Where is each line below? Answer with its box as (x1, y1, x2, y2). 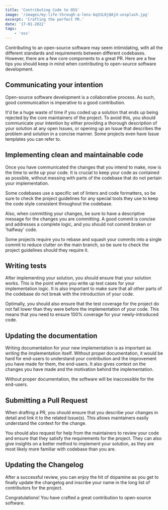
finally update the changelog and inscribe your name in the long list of (5, 479, 150, 485)
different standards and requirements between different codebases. (5, 50, 146, 56)
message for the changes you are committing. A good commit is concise (5, 215, 156, 222)
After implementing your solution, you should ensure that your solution (5, 275, 151, 281)
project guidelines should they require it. (5, 247, 89, 253)
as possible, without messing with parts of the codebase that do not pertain (5, 175, 162, 181)
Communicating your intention (5, 81, 103, 89)
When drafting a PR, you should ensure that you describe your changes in (5, 410, 158, 416)
